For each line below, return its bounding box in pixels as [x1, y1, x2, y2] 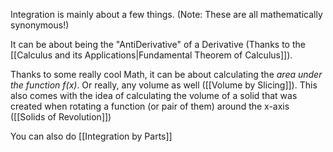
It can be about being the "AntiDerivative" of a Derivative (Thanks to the [10, 39, 306, 50]
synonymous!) [10, 19, 70, 31]
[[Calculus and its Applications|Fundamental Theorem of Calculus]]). [10, 49, 293, 61]
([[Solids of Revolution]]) [10, 111, 112, 123]
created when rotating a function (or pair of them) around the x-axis [10, 100, 290, 112]
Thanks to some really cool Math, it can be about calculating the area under [10, 69, 323, 80]
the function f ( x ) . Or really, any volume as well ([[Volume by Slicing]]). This [10, 79, 318, 91]
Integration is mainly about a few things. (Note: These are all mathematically [10, 9, 323, 20]
